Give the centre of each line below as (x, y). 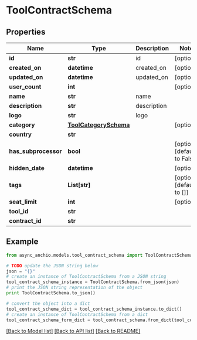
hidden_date (27, 168)
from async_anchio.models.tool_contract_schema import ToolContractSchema (99, 255)
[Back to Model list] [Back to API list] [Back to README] (73, 331)
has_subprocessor (36, 151)
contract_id (26, 221)
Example (22, 242)
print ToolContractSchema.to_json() (51, 293)
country (21, 134)
